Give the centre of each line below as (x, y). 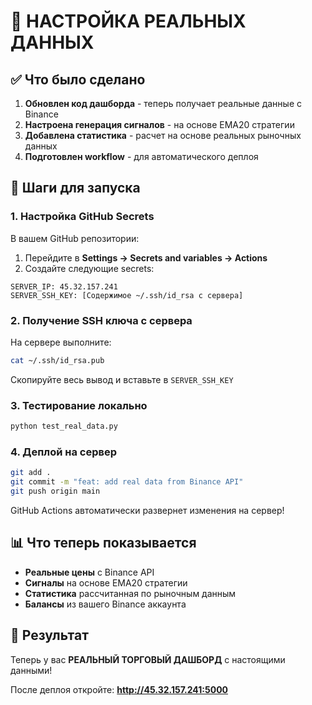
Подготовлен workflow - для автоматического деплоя (141, 156)
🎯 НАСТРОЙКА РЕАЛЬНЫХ (128, 21)
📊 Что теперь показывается (103, 543)
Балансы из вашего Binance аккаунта (105, 604)
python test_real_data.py (64, 426)
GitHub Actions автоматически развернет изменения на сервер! (147, 510)
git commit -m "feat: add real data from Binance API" (127, 482)
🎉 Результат (49, 635)
